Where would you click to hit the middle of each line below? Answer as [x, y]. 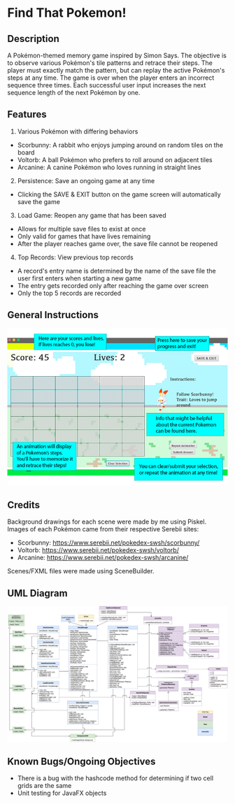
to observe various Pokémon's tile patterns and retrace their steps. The [110, 63]
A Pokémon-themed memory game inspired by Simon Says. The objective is [117, 55]
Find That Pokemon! [67, 13]
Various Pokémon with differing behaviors [78, 131]
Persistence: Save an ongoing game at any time [86, 180]
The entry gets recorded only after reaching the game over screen [113, 285]
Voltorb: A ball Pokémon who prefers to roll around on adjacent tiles [115, 159]
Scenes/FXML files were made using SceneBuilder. [81, 571]
